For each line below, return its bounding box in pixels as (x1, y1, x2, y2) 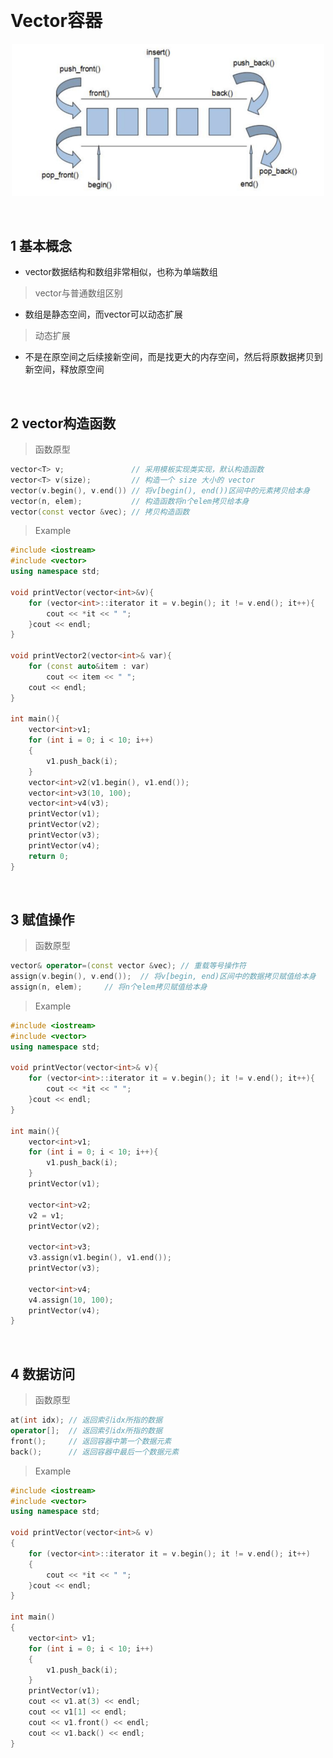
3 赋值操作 (10, 911, 75, 928)
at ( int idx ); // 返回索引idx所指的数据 (10, 1415, 163, 1426)
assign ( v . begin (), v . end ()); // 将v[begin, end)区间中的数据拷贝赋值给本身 (10, 972, 317, 982)
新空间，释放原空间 (24, 363, 105, 376)
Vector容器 (10, 10, 103, 32)
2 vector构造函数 (10, 415, 117, 432)
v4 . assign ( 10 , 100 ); (28, 1295, 114, 1305)
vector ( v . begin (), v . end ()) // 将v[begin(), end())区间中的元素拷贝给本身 (10, 485, 311, 496)
